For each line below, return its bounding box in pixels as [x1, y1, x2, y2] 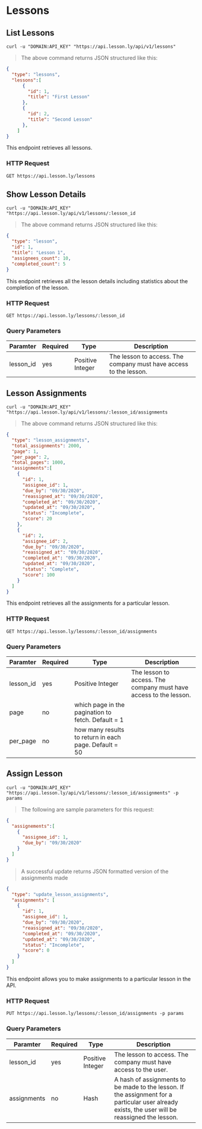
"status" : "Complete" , [22, 566, 79, 572]
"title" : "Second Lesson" [28, 116, 93, 123]
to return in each [74, 733, 121, 741]
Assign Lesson [6, 769, 63, 779]
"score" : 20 [22, 516, 52, 522]
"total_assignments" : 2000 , [11, 443, 82, 449]
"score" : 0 [22, 947, 50, 954]
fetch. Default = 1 [74, 715, 124, 724]
